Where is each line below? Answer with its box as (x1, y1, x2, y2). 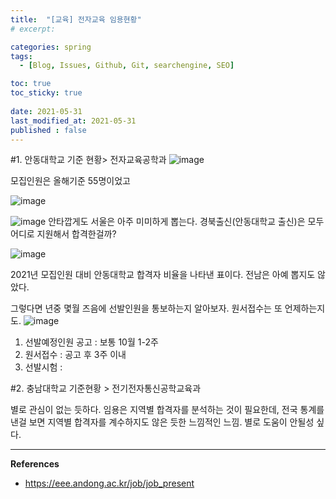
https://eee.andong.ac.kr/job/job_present (24, 477, 195, 490)
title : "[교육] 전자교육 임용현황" (10, 14, 142, 25)
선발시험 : (24, 361, 63, 373)
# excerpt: (10, 24, 56, 34)
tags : (10, 51, 33, 61)
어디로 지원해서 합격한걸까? (10, 228, 117, 240)
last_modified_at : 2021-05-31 (10, 116, 137, 126)
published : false (10, 125, 87, 135)
